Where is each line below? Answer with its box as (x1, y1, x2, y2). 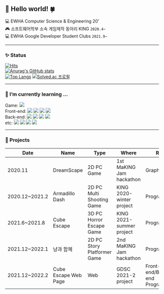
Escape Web (53, 272, 82, 278)
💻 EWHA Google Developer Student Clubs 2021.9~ (5, 33, 107, 39)
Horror (87, 216, 103, 223)
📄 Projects (5, 137, 30, 144)
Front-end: (5, 108, 27, 114)
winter (116, 196, 131, 203)
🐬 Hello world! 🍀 (5, 5, 55, 13)
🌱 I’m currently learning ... (5, 91, 68, 98)
